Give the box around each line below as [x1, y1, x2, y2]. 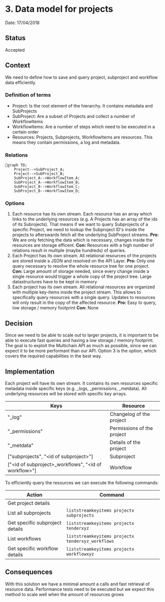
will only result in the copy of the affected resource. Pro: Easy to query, [12, 300, 157, 305]
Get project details [7, 500, 50, 507]
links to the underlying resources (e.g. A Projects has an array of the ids [12, 216, 158, 222]
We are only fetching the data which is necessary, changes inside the [12, 237, 153, 243]
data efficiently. [5, 80, 37, 85]
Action [27, 492, 43, 498]
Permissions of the [110, 425, 153, 432]
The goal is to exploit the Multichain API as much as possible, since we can [5, 343, 157, 349]
